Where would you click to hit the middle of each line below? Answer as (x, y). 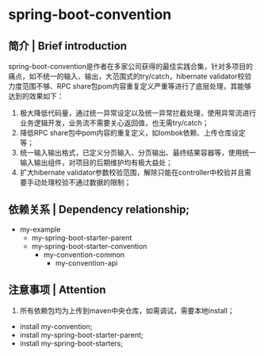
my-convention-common (84, 255)
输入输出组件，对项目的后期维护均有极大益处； (96, 163)
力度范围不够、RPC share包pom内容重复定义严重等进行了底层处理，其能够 (130, 86)
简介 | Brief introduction (68, 46)
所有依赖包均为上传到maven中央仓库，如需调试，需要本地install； (127, 310)
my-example (40, 229)
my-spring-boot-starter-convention (89, 246)
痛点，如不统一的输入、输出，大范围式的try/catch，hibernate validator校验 (130, 76)
